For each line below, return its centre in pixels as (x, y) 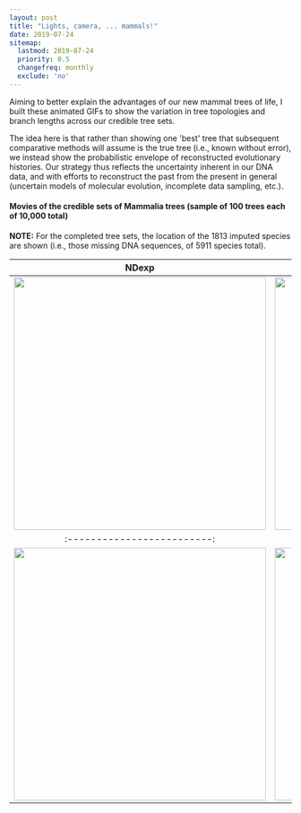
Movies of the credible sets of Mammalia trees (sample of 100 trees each (147, 207)
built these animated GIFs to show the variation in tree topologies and (138, 111)
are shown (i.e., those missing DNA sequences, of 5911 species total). (138, 245)
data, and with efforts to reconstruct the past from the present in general (143, 176)
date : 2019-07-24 (42, 34)
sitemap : (26, 43)
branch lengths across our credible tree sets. (92, 120)
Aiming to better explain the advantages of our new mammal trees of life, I (146, 102)
